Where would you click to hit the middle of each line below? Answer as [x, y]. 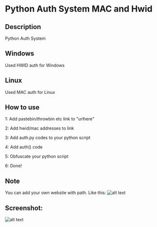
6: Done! [14, 166]
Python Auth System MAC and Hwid [79, 9]
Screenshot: [24, 208]
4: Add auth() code [24, 147]
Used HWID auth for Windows [35, 65]
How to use [22, 107]
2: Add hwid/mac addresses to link [40, 128]
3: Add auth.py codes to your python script [48, 138]
